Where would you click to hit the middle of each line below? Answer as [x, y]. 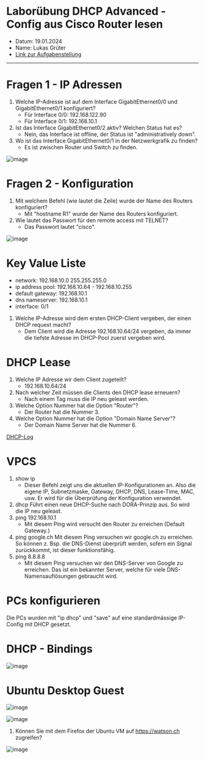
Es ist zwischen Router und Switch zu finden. [81, 147]
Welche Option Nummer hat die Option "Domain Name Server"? [95, 418]
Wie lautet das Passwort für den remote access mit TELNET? [92, 220]
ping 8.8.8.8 [30, 556]
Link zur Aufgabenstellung [48, 54]
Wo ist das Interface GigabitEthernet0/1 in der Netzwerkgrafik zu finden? [106, 140]
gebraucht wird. [98, 576]
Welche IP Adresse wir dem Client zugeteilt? [71, 379]
